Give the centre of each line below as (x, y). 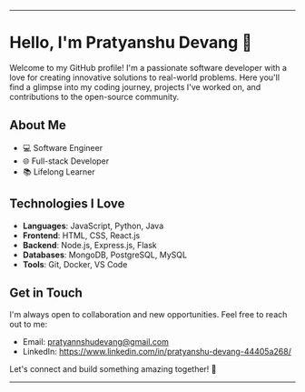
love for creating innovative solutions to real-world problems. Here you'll (144, 77)
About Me (38, 125)
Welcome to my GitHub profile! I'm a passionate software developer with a (148, 67)
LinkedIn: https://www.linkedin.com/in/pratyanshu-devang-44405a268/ (157, 352)
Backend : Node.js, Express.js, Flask (89, 245)
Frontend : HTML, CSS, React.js (81, 235)
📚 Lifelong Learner (59, 171)
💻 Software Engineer (62, 147)
